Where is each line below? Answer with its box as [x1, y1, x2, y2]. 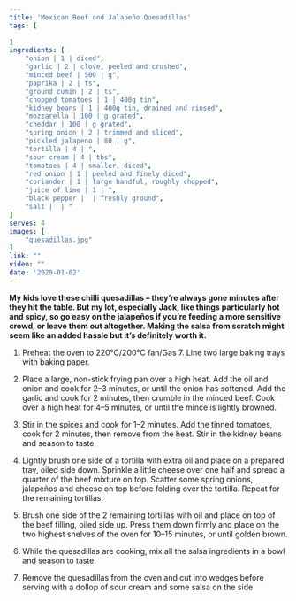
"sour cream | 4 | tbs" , [25, 152, 117, 162]
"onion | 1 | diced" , [25, 54, 104, 63]
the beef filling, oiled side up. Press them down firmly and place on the [21, 519, 280, 529]
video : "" [9, 260, 46, 269]
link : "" [9, 251, 42, 261]
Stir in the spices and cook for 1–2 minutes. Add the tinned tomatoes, [21, 419, 273, 429]
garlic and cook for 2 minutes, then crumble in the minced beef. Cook [21, 392, 276, 403]
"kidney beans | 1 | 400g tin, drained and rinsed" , [25, 104, 224, 112]
